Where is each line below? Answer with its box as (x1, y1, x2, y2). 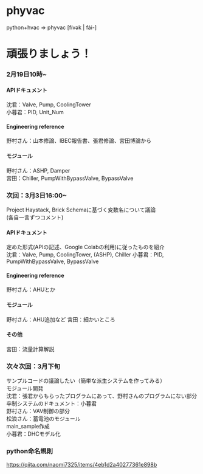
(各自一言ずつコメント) (6, 213, 64, 221)
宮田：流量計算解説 (6, 345, 55, 352)
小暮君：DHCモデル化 (6, 430, 61, 438)
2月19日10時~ (6, 70, 47, 79)
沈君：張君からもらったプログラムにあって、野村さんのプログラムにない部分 (6, 393, 198, 400)
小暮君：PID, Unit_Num (6, 109, 64, 116)
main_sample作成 (6, 423, 50, 430)
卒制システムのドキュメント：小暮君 (6, 400, 97, 407)
